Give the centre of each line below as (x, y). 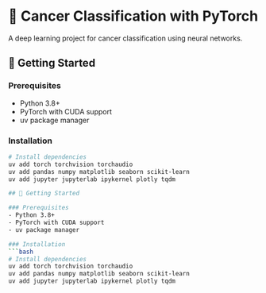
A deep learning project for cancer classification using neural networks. (125, 38)
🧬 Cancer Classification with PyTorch (133, 16)
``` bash (21, 252)
